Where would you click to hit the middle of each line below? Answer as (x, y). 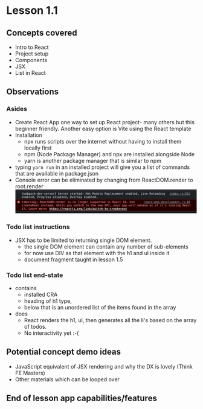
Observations (33, 92)
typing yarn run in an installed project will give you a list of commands (102, 167)
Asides (17, 109)
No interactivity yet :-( (51, 333)
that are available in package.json (56, 173)
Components (31, 60)
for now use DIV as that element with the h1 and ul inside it (97, 253)
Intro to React (32, 47)
